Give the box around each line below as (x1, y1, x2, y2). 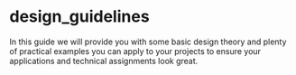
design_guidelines (9, 6, 151, 27)
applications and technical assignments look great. (9, 55, 199, 66)
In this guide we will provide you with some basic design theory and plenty (9, 36, 287, 47)
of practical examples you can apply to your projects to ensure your (9, 45, 262, 56)
